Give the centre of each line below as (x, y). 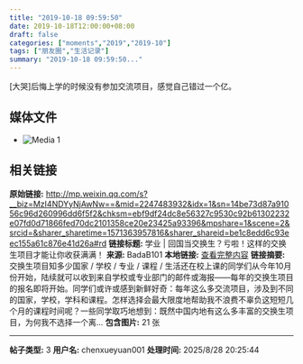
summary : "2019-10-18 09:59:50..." (76, 59)
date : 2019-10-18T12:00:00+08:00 (72, 26)
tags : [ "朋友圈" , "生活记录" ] (60, 51)
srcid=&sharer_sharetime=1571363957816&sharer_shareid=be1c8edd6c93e (150, 232)
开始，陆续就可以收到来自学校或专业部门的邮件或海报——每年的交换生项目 (155, 277)
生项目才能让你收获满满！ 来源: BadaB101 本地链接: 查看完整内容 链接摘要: (147, 254)
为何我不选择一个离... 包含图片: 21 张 (92, 322)
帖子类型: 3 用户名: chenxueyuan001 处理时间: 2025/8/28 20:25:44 (134, 350)
